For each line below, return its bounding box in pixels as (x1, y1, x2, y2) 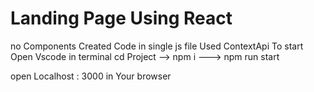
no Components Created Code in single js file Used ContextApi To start (10, 40, 304, 52)
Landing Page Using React (10, 7, 233, 30)
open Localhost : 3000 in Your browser (10, 70, 172, 82)
